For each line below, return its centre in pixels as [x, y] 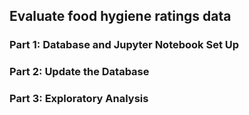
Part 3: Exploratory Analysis [79, 99]
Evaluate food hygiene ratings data [120, 16]
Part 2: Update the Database [79, 72]
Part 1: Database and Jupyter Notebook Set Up [124, 45]
